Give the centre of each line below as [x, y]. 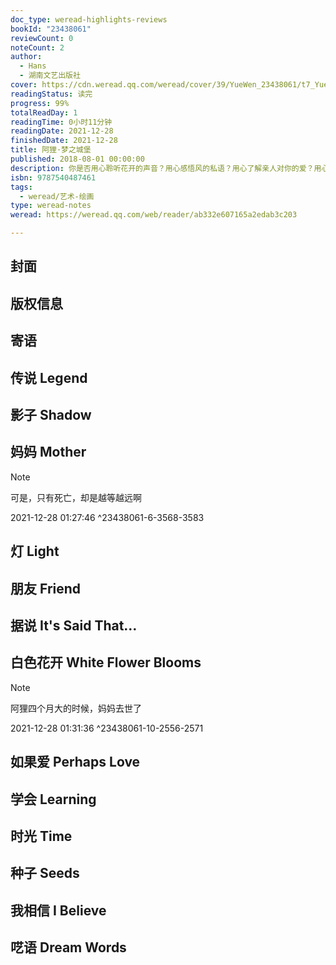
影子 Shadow [51, 414]
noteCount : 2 [37, 47]
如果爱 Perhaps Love [75, 762]
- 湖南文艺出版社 [50, 76]
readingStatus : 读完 [51, 94]
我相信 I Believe [58, 910]
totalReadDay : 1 [44, 112]
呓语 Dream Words [68, 947]
